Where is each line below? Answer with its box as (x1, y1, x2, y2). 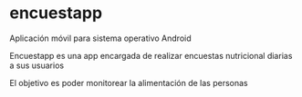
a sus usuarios (9, 60, 65, 71)
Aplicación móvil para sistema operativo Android (9, 33, 192, 44)
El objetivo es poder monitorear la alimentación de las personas (9, 77, 248, 88)
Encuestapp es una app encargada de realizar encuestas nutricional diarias (9, 50, 293, 61)
